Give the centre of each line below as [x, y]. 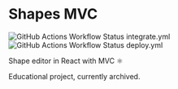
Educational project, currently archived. [74, 76]
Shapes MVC [53, 14]
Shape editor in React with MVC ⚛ [66, 61]
